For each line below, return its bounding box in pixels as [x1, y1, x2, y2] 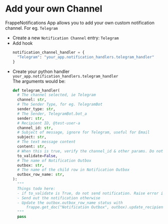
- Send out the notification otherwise [17, 195, 100, 200]
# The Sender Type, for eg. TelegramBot [17, 102, 103, 107]
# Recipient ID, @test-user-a [17, 120, 80, 126]
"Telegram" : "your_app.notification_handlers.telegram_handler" [17, 54, 154, 59]
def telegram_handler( [12, 88, 60, 93]
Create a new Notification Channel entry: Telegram [12, 35, 119, 41]
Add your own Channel [5, 3, 103, 15]
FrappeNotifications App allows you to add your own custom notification [5, 20, 154, 26]
